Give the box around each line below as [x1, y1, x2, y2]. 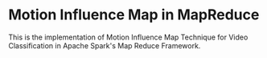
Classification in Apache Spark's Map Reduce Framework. [8, 40, 201, 50]
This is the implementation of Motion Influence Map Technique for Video [8, 32, 249, 42]
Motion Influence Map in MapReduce [8, 6, 260, 24]
